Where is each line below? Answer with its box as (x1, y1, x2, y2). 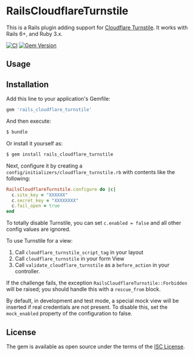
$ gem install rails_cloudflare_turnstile (6, 151, 113, 157)
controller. (14, 268, 40, 275)
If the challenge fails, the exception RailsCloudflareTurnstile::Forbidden (6, 279, 187, 287)
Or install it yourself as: (6, 140, 63, 147)
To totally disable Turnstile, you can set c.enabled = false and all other (6, 219, 181, 227)
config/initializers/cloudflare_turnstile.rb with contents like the (6, 168, 175, 175)
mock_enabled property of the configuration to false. (6, 310, 133, 317)
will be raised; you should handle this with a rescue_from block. (6, 286, 161, 293)
